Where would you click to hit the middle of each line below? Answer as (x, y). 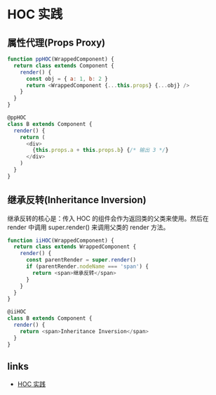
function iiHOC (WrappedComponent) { (61, 240)
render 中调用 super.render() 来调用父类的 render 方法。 (88, 227)
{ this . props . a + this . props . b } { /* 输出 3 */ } (101, 150)
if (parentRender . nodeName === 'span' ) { (87, 267)
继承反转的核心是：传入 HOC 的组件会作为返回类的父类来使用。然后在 (108, 218)
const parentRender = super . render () (81, 260)
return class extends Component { (64, 65)
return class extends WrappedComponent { (75, 247)
